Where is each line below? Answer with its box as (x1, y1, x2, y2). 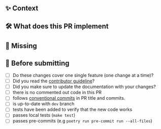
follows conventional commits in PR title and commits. (12, 95, 125, 101)
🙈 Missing (5, 41, 37, 50)
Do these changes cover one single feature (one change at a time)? (12, 72, 154, 78)
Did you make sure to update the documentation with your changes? (12, 83, 156, 90)
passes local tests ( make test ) (12, 112, 76, 118)
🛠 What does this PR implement (5, 22, 109, 30)
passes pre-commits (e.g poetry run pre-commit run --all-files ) (12, 118, 152, 124)
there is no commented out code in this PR (12, 90, 102, 96)
